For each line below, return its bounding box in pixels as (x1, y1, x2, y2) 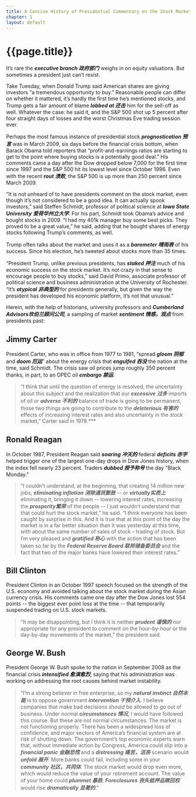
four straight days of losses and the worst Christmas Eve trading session (6, 115, 181, 122)
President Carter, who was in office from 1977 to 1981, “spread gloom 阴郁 (6, 351, 184, 358)
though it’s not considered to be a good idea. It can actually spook (6, 197, 165, 204)
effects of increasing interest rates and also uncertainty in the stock (20, 411, 183, 419)
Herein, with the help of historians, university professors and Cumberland (6, 304, 184, 311)
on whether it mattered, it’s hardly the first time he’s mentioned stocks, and (6, 95, 185, 102)
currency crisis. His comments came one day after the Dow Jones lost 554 (6, 594, 185, 601)
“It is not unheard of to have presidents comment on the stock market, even (6, 191, 188, 198)
